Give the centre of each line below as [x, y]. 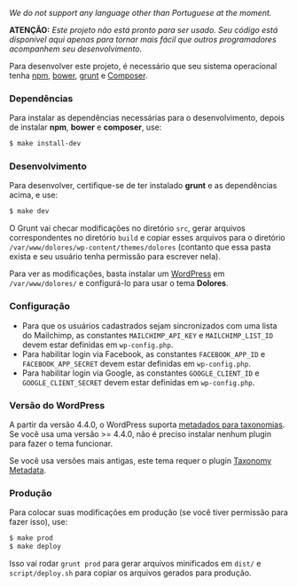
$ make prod [31, 538]
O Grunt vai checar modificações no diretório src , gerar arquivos [127, 228]
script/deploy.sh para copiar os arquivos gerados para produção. [130, 573]
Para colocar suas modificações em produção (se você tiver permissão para [148, 512]
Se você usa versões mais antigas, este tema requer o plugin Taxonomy [141, 460]
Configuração [40, 306]
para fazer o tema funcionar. [61, 443]
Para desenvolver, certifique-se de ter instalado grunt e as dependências [143, 186]
